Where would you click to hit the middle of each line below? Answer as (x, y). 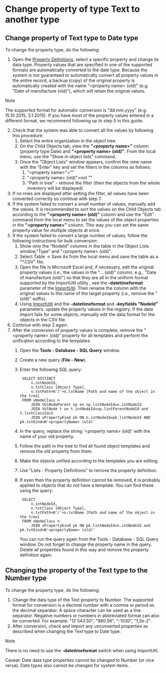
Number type (26, 578)
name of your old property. (47, 436)
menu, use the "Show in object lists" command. (68, 156)
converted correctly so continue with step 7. (57, 199)
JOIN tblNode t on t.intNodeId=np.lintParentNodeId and (89, 409)
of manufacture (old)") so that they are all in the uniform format (84, 278)
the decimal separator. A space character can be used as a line (76, 610)
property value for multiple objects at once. (56, 230)
